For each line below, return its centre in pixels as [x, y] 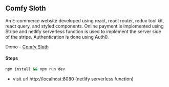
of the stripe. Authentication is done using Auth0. [57, 37]
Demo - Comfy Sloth [27, 47]
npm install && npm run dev [35, 69]
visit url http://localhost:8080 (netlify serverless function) [73, 79]
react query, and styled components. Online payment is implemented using [84, 26]
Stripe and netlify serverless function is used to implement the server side [83, 31]
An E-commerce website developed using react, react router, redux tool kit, [85, 20]
